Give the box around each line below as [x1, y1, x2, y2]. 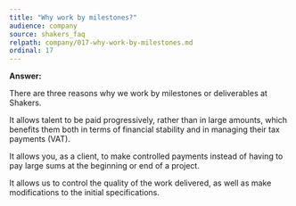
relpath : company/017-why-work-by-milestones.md [9, 37, 193, 47]
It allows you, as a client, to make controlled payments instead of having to [9, 151, 284, 161]
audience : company [9, 21, 78, 30]
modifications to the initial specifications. [9, 187, 160, 198]
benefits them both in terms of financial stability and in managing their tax [9, 124, 281, 135]
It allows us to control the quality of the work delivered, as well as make [9, 177, 272, 188]
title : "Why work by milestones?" [9, 12, 138, 22]
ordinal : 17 [9, 46, 53, 55]
